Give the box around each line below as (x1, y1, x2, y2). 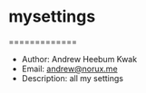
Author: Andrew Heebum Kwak (21, 53, 138, 64)
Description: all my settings (21, 72, 124, 83)
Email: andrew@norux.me (21, 63, 119, 74)
